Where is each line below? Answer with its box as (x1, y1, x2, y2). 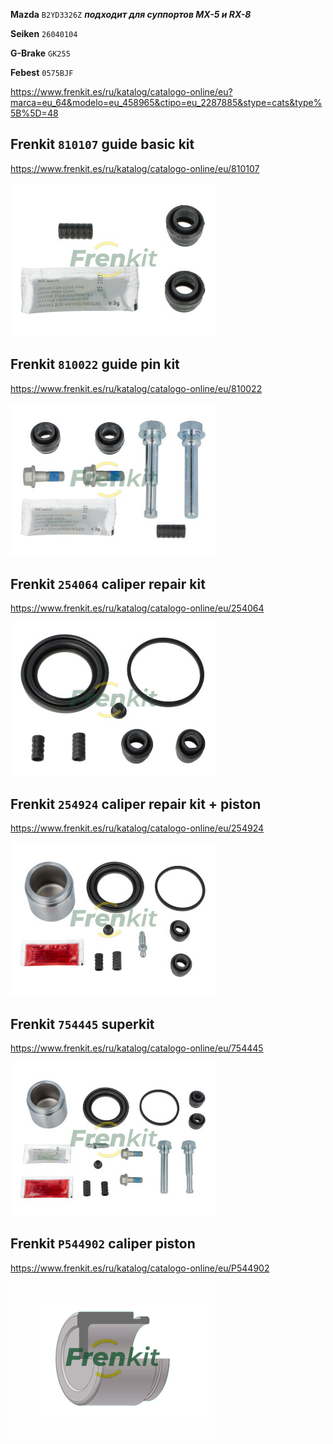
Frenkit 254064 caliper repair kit (10, 576, 206, 593)
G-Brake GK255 (10, 47, 71, 59)
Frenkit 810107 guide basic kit (10, 136, 195, 153)
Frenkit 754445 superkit (10, 1015, 155, 1033)
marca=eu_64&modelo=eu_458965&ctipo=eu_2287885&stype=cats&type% (10, 97, 323, 108)
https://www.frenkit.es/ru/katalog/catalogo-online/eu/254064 (10, 602, 265, 614)
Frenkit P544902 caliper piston (10, 1235, 196, 1253)
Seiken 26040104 (10, 28, 78, 39)
